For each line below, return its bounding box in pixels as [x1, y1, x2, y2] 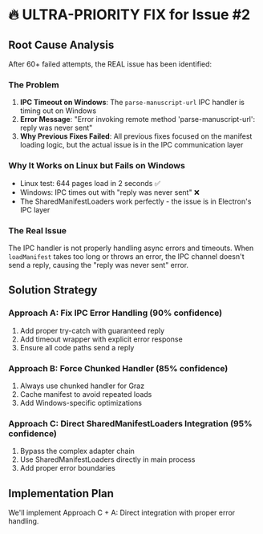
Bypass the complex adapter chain [19, 447, 135, 456]
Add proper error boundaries [19, 463, 116, 473]
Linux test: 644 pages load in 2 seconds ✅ [19, 178, 161, 188]
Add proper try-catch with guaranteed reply [19, 326, 165, 335]
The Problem [8, 79, 60, 90]
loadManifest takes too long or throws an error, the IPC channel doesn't [8, 251, 245, 261]
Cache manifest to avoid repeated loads [19, 389, 152, 398]
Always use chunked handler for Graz [19, 381, 145, 390]
